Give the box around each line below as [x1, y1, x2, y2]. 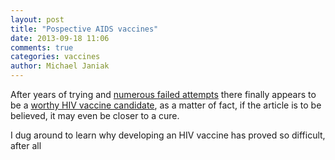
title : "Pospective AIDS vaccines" [10, 24, 159, 34]
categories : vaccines [10, 52, 101, 62]
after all [10, 140, 42, 151]
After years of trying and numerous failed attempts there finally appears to [10, 89, 317, 100]
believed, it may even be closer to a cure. [10, 110, 180, 121]
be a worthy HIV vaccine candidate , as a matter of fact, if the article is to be [10, 99, 322, 111]
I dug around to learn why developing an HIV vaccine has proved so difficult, [10, 129, 326, 141]
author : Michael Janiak [10, 61, 110, 71]
